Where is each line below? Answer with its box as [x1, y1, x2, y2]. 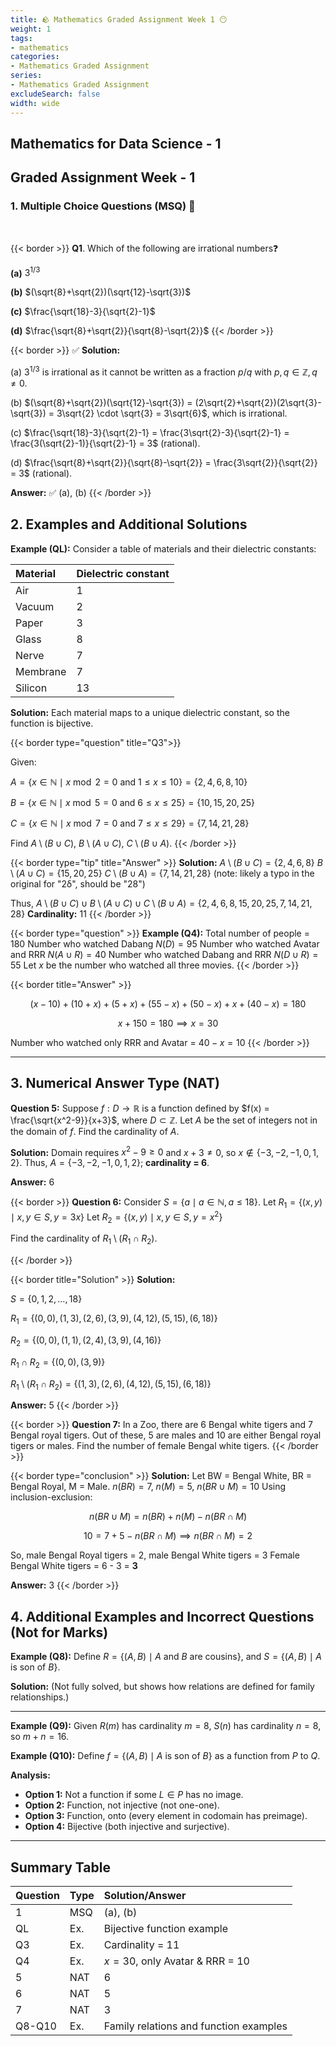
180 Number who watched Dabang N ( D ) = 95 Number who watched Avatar [10, 937, 320, 950]
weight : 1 [10, 24, 52, 34]
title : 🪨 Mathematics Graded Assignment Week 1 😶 [10, 14, 228, 25]
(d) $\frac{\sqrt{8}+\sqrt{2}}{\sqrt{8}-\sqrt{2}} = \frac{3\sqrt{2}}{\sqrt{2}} [10, 456, 318, 468]
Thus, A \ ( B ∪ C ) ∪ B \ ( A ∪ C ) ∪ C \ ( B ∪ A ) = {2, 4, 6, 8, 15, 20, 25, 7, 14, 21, [10, 897, 313, 909]
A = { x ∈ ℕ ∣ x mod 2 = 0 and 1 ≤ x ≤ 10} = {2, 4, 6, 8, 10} [10, 776, 248, 788]
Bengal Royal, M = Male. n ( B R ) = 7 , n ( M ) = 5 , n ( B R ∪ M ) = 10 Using [10, 1481, 287, 1493]
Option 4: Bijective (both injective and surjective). [24, 1821, 230, 1833]
